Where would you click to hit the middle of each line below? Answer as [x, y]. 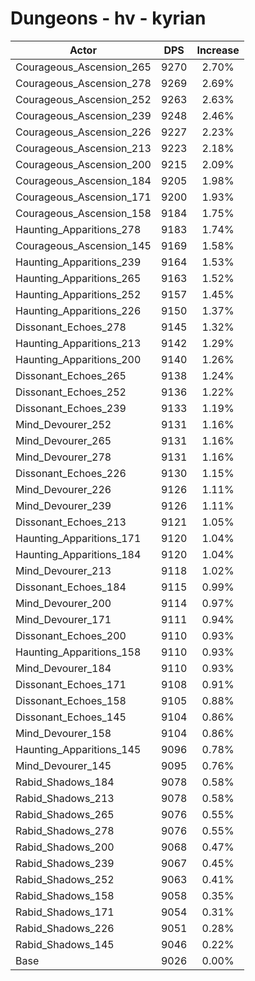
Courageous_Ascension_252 [83, 99]
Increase [218, 50]
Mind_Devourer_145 [63, 765]
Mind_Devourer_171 [63, 619]
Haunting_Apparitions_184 [78, 554]
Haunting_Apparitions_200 [78, 359]
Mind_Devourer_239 [63, 505]
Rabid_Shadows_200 [65, 847]
